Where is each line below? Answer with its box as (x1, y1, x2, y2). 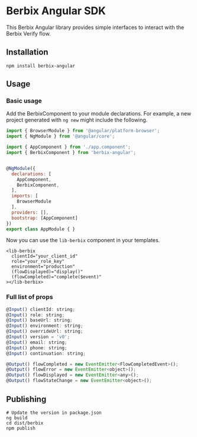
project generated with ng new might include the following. (6, 117, 148, 124)
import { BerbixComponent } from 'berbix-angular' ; (6, 150, 136, 156)
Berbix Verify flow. (6, 30, 51, 37)
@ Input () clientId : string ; (6, 306, 76, 312)
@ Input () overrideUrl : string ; (6, 329, 83, 335)
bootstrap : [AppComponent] (11, 215, 78, 221)
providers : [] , (11, 209, 49, 216)
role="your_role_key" (11, 259, 65, 265)
